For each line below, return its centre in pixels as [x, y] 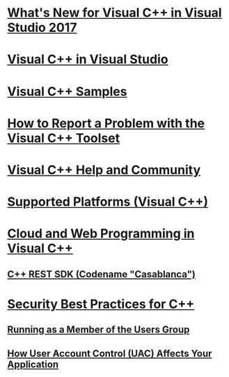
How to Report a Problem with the [106, 123]
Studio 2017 [42, 28]
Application [33, 364]
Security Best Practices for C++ [101, 304]
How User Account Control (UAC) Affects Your [110, 353]
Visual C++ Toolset [64, 138]
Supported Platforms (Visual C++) [108, 202]
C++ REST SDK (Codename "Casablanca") [102, 274]
